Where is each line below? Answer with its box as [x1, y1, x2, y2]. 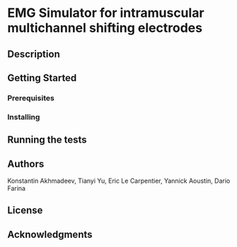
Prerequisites [7, 93, 54, 103]
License [7, 205, 43, 217]
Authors [7, 157, 45, 170]
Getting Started [7, 72, 77, 84]
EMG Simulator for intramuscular [7, 5, 204, 21]
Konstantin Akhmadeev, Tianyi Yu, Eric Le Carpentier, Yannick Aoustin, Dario [7, 176, 231, 185]
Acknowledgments [7, 228, 93, 241]
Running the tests [7, 134, 87, 146]
